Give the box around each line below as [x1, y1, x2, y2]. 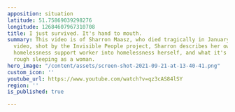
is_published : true [7, 88, 64, 95]
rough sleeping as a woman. [13, 56, 96, 63]
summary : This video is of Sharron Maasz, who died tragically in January [7, 36, 230, 43]
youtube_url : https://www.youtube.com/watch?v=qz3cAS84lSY [7, 75, 183, 83]
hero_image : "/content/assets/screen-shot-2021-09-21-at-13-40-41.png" [7, 62, 220, 69]
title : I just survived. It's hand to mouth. [7, 29, 142, 37]
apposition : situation [7, 10, 73, 17]
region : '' [7, 82, 39, 89]
